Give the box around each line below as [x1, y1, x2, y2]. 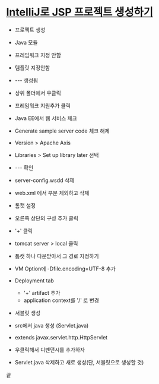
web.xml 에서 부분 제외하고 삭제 [14, 189, 90, 196]
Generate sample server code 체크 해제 [14, 127, 110, 134]
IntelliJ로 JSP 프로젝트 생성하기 [6, 5, 153, 19]
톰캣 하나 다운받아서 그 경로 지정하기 [14, 252, 99, 259]
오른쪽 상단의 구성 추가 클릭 [14, 215, 79, 222]
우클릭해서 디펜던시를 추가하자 [14, 346, 85, 353]
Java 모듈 [14, 39, 38, 46]
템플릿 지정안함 [14, 64, 50, 71]
